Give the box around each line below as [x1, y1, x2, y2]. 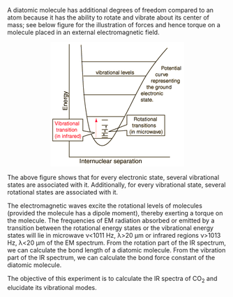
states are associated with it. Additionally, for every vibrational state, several [7, 181, 226, 189]
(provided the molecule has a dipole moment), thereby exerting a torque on [7, 209, 223, 217]
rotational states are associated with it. [7, 188, 119, 196]
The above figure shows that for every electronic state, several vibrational [7, 174, 220, 181]
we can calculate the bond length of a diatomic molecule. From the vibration [7, 246, 226, 254]
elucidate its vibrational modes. [7, 283, 97, 291]
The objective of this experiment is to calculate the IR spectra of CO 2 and [7, 275, 218, 284]
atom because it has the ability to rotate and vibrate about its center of [7, 13, 210, 22]
